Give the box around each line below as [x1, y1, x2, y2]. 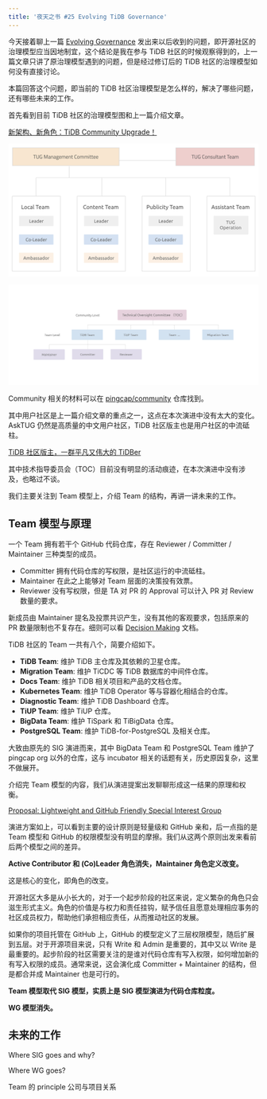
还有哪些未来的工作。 [8, 93, 78, 103]
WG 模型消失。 [8, 1003, 58, 1012]
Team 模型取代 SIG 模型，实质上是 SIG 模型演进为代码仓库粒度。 [8, 986, 219, 996]
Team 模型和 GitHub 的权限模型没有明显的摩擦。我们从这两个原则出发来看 [8, 832, 250, 841]
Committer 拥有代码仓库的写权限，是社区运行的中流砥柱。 [19, 565, 210, 576]
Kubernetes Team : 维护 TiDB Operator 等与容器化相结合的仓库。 [19, 686, 233, 696]
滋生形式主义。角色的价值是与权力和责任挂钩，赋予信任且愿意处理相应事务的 [8, 903, 259, 912]
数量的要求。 [19, 596, 62, 605]
